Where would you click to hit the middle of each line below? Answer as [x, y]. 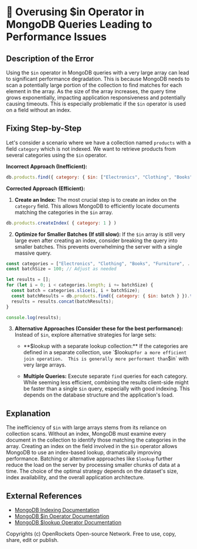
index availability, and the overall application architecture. [75, 477]
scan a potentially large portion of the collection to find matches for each [94, 85]
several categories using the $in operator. [57, 155]
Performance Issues [56, 37]
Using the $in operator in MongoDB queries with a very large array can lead [98, 72]
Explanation [28, 413]
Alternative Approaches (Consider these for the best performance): [99, 328]
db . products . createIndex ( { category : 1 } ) [61, 223]
